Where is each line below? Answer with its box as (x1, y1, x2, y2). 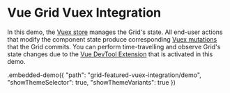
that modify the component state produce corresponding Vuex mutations (7, 35, 217, 43)
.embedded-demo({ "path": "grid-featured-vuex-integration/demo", (7, 71, 202, 79)
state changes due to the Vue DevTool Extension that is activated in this (7, 50, 213, 58)
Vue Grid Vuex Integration (7, 5, 162, 21)
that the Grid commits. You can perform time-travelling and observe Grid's (7, 42, 221, 51)
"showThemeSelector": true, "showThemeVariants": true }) (7, 78, 176, 86)
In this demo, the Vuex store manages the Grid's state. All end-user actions (7, 28, 223, 36)
